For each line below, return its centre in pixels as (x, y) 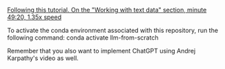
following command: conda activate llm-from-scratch (83, 38)
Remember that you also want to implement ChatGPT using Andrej (101, 51)
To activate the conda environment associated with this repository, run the (113, 30)
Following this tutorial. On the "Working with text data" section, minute (107, 10)
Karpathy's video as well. (43, 58)
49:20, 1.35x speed (35, 17)
